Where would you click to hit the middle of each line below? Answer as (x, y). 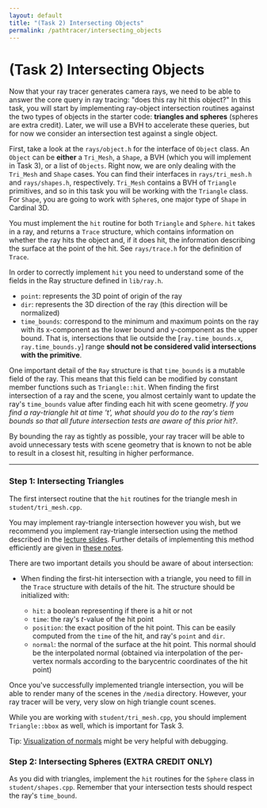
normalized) (40, 313)
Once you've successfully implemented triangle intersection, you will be (126, 685)
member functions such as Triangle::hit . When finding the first (114, 387)
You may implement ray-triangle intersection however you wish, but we (125, 522)
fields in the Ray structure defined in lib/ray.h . (86, 281)
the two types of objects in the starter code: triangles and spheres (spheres (133, 117)
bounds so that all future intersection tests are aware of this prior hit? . (124, 421)
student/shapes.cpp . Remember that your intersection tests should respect (131, 787)
